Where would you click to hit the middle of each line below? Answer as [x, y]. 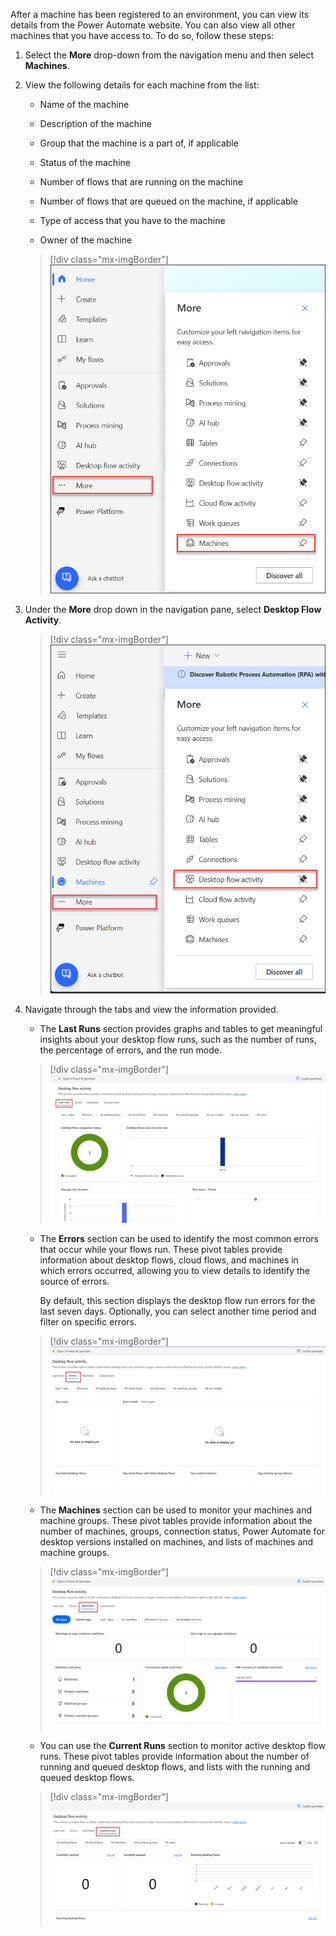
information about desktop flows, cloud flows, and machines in [169, 1260]
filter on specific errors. [88, 1322]
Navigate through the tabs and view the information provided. [151, 1009]
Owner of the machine [86, 240]
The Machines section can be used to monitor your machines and [175, 1510]
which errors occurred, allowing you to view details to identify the [174, 1271]
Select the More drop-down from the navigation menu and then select [169, 55]
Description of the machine [95, 123]
